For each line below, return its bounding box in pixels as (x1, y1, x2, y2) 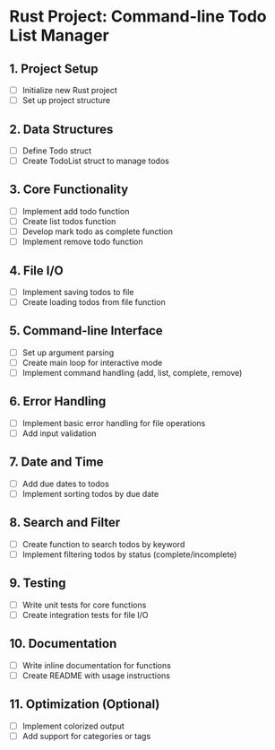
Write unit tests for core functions (21, 599, 147, 610)
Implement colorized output (21, 720, 125, 731)
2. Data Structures (9, 121, 114, 136)
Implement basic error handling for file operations (21, 417, 206, 428)
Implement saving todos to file (21, 286, 134, 297)
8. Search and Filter (9, 515, 121, 530)
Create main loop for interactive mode (21, 357, 163, 368)
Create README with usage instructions (21, 670, 170, 681)
